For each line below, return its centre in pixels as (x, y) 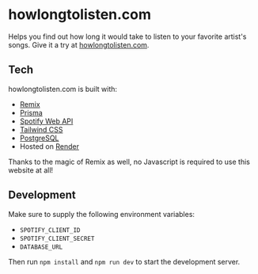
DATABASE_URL (41, 247)
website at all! (31, 170)
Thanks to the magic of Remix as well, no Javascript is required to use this (129, 162)
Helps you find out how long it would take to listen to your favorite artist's (127, 36)
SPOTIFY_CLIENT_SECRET (57, 238)
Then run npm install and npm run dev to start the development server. (124, 261)
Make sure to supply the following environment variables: (102, 214)
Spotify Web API (46, 121)
